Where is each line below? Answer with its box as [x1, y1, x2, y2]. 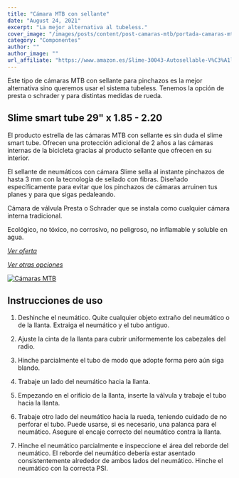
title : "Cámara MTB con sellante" [7, 10, 110, 18]
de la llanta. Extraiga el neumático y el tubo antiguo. [17, 321, 169, 329]
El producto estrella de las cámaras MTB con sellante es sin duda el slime [7, 131, 223, 139]
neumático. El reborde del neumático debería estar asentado [17, 449, 196, 457]
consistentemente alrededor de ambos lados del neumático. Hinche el [17, 457, 223, 465]
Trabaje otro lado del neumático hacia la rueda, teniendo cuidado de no [17, 413, 228, 421]
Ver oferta [7, 246, 38, 255]
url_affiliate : [7, 57, 53, 64]
